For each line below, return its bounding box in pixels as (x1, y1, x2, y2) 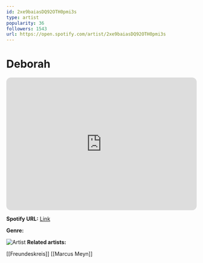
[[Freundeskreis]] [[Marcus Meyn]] (6, 250, 93, 258)
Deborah (6, 57, 51, 71)
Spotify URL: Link (6, 215, 51, 223)
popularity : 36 (6, 20, 45, 26)
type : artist (6, 14, 39, 21)
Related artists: (27, 239, 66, 246)
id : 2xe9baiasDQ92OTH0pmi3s (6, 8, 77, 15)
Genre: (6, 227, 24, 234)
